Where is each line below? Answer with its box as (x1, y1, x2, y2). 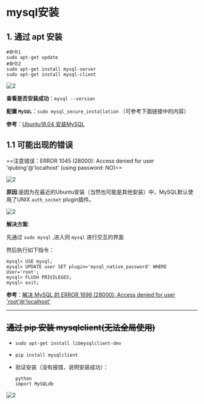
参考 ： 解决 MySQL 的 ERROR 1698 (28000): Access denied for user (6, 291, 175, 298)
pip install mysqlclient (15, 352, 78, 358)
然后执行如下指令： (6, 246, 55, 254)
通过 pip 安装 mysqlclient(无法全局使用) (6, 323, 156, 333)
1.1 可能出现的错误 (6, 140, 73, 150)
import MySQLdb (15, 380, 54, 387)
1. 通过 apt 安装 (6, 32, 63, 42)
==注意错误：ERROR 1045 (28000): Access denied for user (6, 157, 155, 164)
